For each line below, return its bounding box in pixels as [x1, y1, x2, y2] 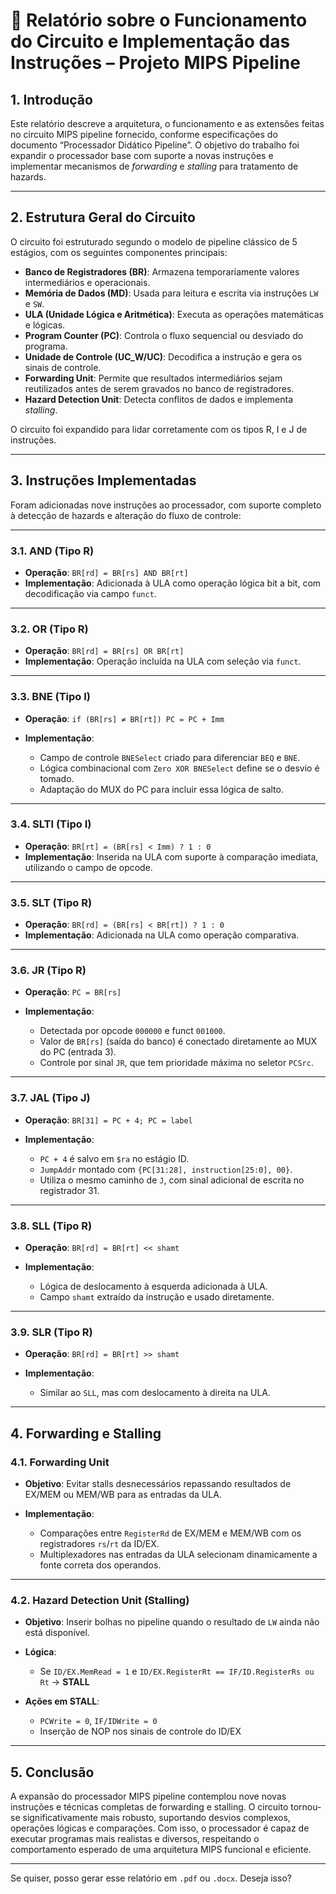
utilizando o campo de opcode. [24, 861, 153, 873]
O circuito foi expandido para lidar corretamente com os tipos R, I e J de [10, 423, 308, 435]
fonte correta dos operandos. [39, 1559, 162, 1571]
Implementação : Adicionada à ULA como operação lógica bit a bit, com [24, 577, 322, 589]
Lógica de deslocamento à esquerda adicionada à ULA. [39, 1280, 268, 1292]
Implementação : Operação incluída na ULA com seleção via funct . [24, 655, 302, 668]
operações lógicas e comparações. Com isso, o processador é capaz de [10, 1822, 310, 1834]
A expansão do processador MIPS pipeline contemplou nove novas [10, 1790, 287, 1803]
